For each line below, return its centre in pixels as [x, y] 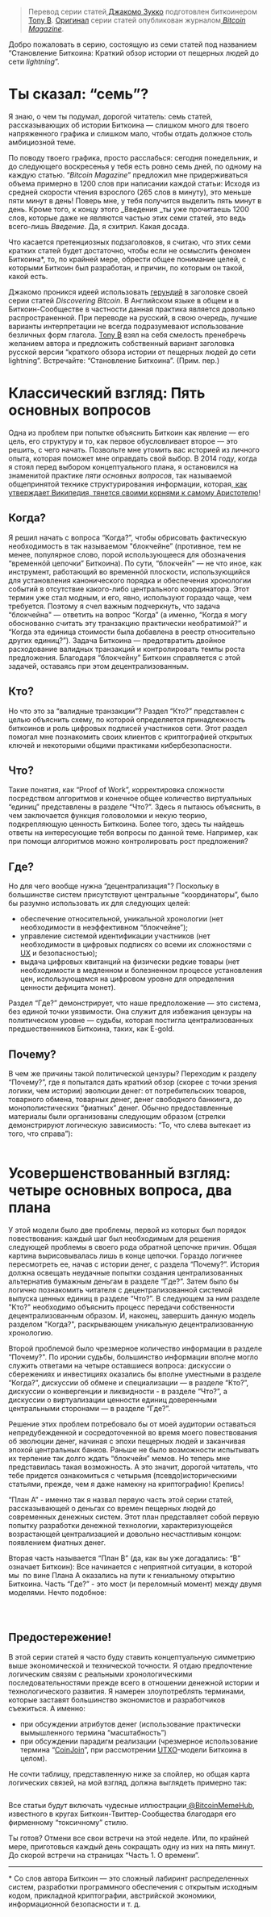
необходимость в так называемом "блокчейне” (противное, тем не [125, 546]
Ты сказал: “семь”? [79, 94]
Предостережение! [60, 1637]
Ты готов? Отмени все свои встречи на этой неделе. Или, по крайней [129, 1838]
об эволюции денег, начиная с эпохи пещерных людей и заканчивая [127, 1441]
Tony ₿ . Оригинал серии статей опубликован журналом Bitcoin [137, 20]
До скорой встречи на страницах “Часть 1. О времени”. [104, 1855]
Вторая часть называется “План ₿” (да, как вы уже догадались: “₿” [125, 1558]
